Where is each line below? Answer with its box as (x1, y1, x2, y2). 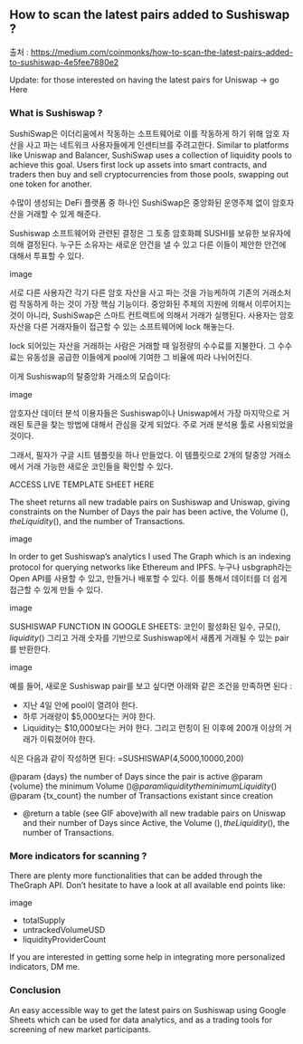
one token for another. (9, 178, 92, 189)
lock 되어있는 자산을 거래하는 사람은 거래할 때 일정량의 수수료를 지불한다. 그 (9, 340, 276, 351)
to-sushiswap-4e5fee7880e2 (9, 56, 119, 67)
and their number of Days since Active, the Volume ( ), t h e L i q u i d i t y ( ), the (22, 818, 290, 828)
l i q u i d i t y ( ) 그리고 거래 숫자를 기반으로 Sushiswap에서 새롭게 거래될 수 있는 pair (9, 633, 289, 644)
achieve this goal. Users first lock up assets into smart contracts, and (9, 159, 267, 170)
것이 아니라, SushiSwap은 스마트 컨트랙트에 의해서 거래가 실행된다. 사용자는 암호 (9, 310, 295, 321)
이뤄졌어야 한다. (39, 733, 96, 745)
